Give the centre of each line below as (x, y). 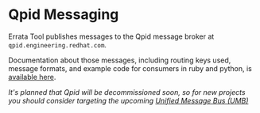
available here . (32, 77)
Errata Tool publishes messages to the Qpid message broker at (111, 36)
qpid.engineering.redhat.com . (58, 44)
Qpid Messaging (64, 15)
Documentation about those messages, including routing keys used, (120, 60)
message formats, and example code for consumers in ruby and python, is (130, 68)
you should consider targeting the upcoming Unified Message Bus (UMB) (128, 100)
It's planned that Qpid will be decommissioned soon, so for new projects (127, 92)
